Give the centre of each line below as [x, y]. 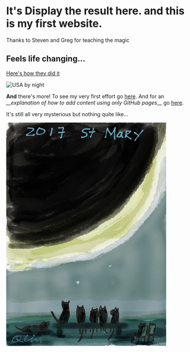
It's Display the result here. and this [96, 11]
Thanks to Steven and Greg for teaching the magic [68, 40]
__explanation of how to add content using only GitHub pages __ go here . [95, 102]
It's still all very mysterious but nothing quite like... [67, 114]
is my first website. [54, 24]
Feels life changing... [46, 59]
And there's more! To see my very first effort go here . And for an [85, 96]
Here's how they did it [33, 73]
